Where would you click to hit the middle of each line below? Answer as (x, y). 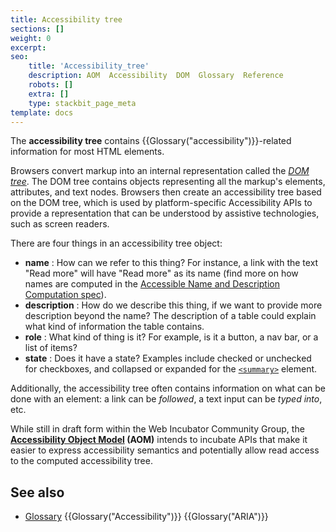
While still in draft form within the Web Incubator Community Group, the (157, 429)
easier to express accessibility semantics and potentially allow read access (165, 450)
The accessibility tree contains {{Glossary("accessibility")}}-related (151, 141)
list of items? (51, 348)
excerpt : (28, 47)
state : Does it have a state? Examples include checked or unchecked (168, 358)
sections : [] (37, 29)
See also (37, 492)
